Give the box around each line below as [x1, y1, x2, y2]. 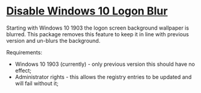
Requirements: [6, 48, 42, 56]
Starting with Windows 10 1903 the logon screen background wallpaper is [6, 24, 189, 31]
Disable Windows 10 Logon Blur [6, 4, 168, 18]
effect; [14, 66, 32, 74]
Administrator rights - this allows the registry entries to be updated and [14, 73, 192, 80]
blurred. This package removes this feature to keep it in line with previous [6, 30, 189, 37]
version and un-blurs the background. [6, 37, 101, 44]
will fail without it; [14, 80, 59, 87]
